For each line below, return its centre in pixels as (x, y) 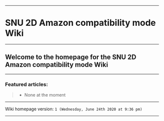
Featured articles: (27, 84)
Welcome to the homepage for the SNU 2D (71, 57)
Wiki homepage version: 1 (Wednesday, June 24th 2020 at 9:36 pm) (74, 109)
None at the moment (45, 95)
